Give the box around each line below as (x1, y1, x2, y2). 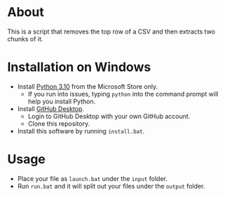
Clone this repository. (27, 119, 90, 128)
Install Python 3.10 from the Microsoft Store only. (17, 82, 158, 91)
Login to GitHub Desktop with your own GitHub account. (27, 112, 191, 120)
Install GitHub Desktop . (17, 104, 84, 112)
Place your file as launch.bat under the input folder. (17, 174, 168, 182)
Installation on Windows (7, 59, 151, 75)
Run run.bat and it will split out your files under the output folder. (17, 182, 205, 190)
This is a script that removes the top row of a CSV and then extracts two (7, 27, 216, 36)
